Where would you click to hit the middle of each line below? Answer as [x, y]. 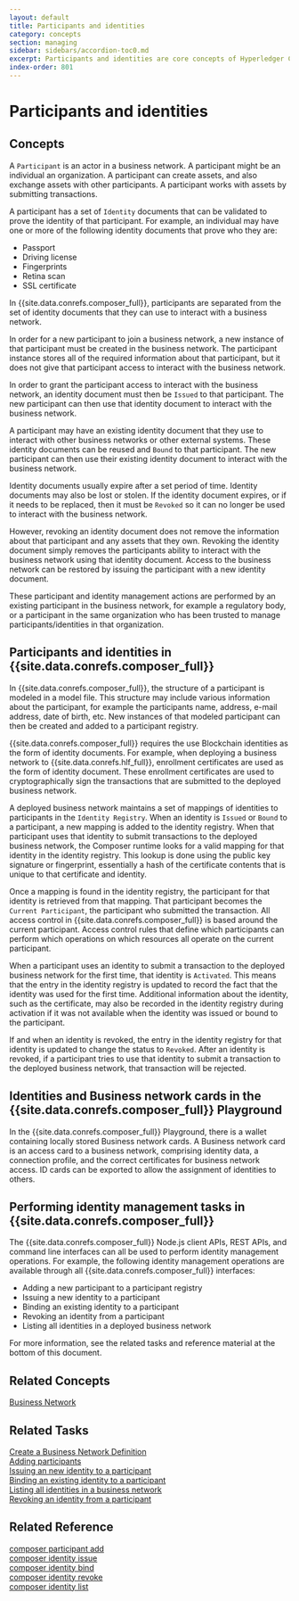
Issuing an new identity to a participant [81, 1470]
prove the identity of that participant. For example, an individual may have [144, 220]
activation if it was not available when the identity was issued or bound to [144, 1012]
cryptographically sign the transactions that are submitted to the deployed [145, 780]
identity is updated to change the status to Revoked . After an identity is [137, 1049]
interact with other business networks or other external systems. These [140, 440]
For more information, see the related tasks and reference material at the [142, 1343]
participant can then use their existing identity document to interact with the [148, 458]
